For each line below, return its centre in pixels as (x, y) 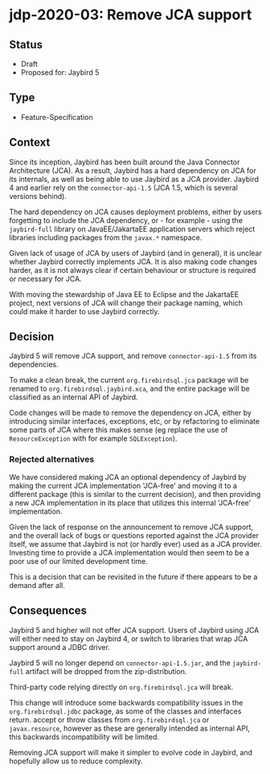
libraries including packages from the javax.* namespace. (106, 237)
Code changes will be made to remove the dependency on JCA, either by (131, 413)
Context (30, 143)
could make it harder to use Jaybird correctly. (84, 311)
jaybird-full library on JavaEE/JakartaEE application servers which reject (132, 229)
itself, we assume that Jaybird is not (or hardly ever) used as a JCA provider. (135, 544)
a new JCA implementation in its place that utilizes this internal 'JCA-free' (130, 503)
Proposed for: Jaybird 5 (60, 72)
